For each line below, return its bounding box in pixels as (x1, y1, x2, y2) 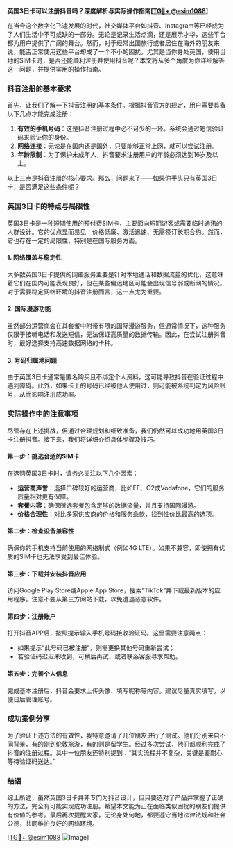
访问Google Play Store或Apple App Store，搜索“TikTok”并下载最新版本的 (7, 586, 215, 595)
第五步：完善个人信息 (7, 670, 68, 678)
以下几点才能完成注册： (7, 110, 74, 118)
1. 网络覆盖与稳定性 (7, 253, 62, 262)
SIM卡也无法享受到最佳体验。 (19, 552, 104, 560)
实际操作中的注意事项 (7, 409, 78, 419)
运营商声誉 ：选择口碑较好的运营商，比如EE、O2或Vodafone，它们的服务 (17, 483, 225, 492)
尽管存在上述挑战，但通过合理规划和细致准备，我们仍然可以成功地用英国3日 (7, 426, 224, 435)
